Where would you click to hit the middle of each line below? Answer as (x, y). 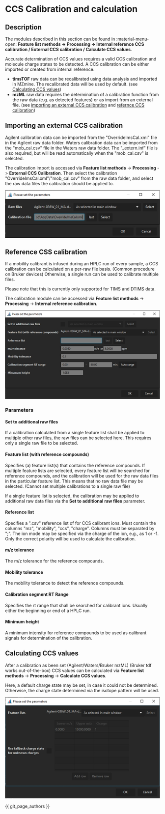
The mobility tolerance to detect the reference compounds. (65, 583)
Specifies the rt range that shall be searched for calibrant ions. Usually (76, 605)
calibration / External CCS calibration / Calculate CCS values (68, 49)
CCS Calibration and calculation (71, 9)
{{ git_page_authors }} (27, 806)
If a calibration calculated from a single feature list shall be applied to (75, 433)
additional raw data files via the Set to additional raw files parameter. (75, 501)
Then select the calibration (90, 173)
